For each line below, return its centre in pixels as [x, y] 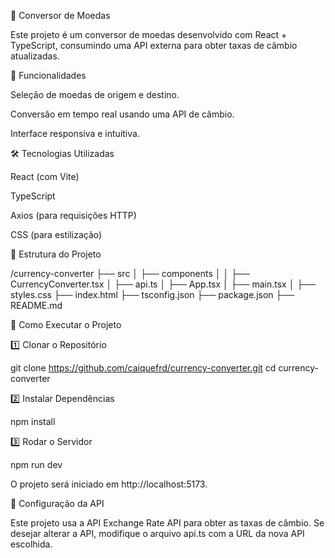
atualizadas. [35, 56]
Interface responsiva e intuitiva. [75, 133]
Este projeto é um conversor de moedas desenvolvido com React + [149, 34]
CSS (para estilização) [56, 234]
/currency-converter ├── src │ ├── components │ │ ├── [130, 273]
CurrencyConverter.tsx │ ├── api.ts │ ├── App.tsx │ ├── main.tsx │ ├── [163, 284]
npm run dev [36, 464]
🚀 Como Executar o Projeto [66, 324]
